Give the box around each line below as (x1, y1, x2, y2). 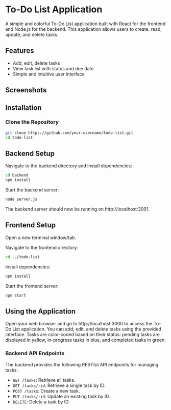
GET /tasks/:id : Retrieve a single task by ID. (12, 382, 106, 388)
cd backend (5, 173, 29, 178)
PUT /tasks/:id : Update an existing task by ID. (12, 393, 110, 399)
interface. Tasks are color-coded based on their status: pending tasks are (5, 331, 160, 338)
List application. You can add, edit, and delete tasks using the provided (12, 326, 162, 332)
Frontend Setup (5, 221, 56, 229)
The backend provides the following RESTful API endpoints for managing (5, 361, 159, 367)
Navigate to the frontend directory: (5, 244, 78, 250)
